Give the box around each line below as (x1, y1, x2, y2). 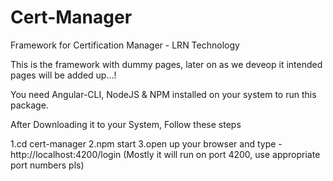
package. (10, 99, 49, 111)
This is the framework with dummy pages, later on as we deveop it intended (10, 58, 323, 70)
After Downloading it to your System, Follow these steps (10, 118, 242, 130)
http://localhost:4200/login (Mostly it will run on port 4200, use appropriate (10, 148, 321, 160)
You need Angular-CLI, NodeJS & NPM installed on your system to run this (10, 88, 317, 100)
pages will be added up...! (10, 69, 117, 81)
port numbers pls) (10, 159, 85, 171)
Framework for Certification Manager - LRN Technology (10, 39, 240, 51)
